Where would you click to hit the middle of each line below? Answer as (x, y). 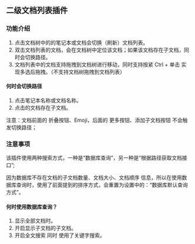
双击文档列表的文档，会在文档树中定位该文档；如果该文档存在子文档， (99, 50)
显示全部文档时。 (35, 221)
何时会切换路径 (24, 86)
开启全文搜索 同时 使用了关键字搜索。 (60, 235)
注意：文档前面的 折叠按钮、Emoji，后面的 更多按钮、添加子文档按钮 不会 (94, 120)
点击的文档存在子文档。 (43, 108)
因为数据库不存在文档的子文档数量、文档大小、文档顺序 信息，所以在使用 (94, 178)
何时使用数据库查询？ (32, 207)
